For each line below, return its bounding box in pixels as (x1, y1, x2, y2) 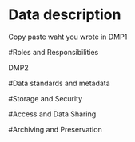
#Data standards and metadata (8, 78, 110, 88)
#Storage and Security (8, 93, 83, 103)
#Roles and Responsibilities (8, 47, 99, 57)
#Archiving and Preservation (8, 124, 102, 134)
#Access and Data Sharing (8, 109, 97, 119)
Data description (8, 6, 121, 24)
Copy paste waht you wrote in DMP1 (8, 32, 128, 41)
